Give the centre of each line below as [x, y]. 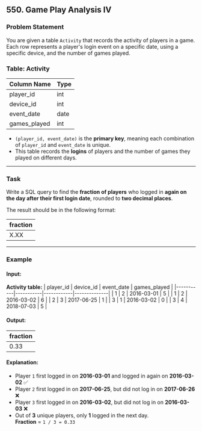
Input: [14, 274]
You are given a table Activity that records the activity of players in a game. [101, 40]
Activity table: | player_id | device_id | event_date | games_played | [90, 287]
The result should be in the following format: [61, 210]
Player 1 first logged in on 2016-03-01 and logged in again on [91, 376]
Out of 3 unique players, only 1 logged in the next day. [82, 415]
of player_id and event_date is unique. [63, 144]
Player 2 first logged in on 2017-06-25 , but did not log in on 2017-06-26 [105, 389]
